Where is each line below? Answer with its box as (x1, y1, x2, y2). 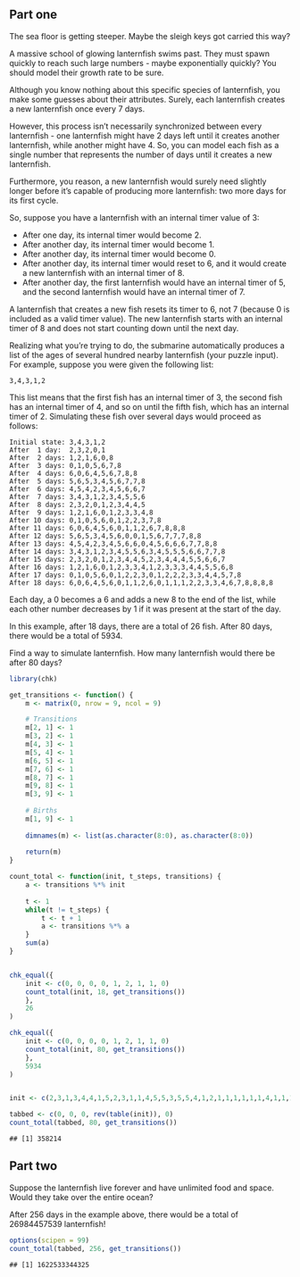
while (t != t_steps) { (25, 906, 110, 914)
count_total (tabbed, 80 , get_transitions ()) (9, 1118, 178, 1128)
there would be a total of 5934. (9, 630, 123, 641)
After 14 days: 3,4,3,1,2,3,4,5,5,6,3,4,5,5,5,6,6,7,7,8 (9, 547, 226, 556)
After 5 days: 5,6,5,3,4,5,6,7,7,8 (9, 477, 146, 486)
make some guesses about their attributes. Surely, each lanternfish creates (9, 94, 286, 104)
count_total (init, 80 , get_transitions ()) (25, 1045, 186, 1054)
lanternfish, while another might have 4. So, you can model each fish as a (9, 139, 279, 150)
